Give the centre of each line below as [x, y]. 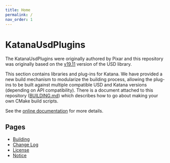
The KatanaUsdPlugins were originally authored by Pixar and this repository [84, 59]
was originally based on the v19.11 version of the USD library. [69, 64]
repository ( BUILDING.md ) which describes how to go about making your [82, 96]
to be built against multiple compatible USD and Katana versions [80, 85]
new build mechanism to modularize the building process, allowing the [79, 79]
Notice [20, 155]
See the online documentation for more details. [54, 111]
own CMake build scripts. [32, 101]
